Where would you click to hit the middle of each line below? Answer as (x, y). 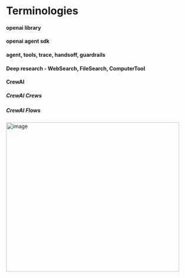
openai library (24, 27)
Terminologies (42, 11)
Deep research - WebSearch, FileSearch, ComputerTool (76, 68)
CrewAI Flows (23, 110)
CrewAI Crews (24, 95)
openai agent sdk (28, 41)
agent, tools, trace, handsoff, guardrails (56, 55)
